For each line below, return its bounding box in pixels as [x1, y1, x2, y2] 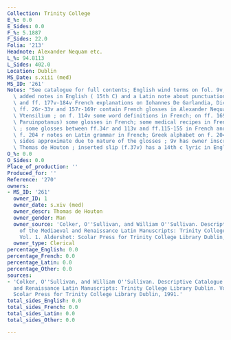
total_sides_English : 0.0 [7, 297, 81, 304]
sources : [7, 272, 32, 279]
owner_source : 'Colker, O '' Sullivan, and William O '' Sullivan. [13, 220, 198, 227]
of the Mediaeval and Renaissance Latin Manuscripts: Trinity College [19, 227, 226, 234]
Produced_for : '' [7, 170, 57, 177]
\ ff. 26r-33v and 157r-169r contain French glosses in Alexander [13, 106, 208, 113]
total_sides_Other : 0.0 [7, 317, 76, 324]
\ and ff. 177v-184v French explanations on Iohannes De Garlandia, [13, 100, 214, 106]
